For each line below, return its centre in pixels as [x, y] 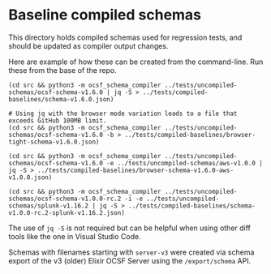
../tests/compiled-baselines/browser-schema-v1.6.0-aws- [135, 170]
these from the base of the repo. [63, 70]
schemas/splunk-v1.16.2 [49, 205]
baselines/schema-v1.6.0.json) [61, 99]
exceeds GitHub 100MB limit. [58, 120]
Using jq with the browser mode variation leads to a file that [127, 113]
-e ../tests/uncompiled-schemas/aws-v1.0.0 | [185, 163]
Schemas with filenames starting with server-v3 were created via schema [131, 252]
